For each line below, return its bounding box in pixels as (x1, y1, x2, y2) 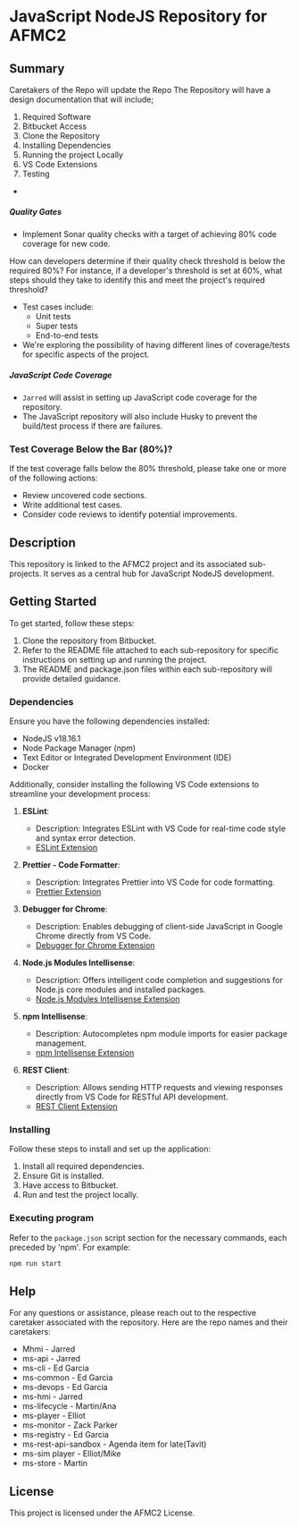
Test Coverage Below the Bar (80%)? (9, 443, 173, 455)
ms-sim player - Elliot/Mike (21, 1448, 122, 1459)
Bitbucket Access (21, 121, 87, 131)
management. (35, 1038, 87, 1048)
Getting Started (9, 594, 97, 609)
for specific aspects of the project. (21, 349, 150, 360)
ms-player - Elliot (21, 1411, 87, 1421)
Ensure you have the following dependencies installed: (9, 716, 210, 726)
